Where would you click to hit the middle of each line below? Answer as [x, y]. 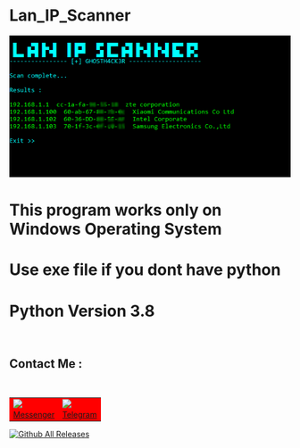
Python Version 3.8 [82, 311]
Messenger [34, 414]
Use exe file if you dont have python [145, 270]
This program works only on [116, 210]
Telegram [79, 414]
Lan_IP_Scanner [70, 16]
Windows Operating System [116, 229]
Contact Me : [46, 364]
